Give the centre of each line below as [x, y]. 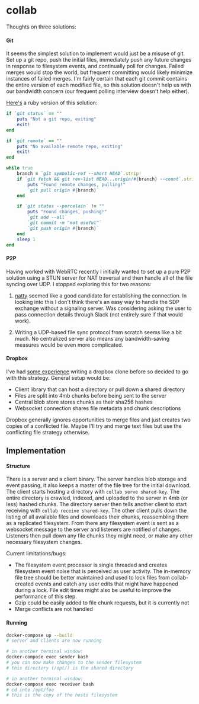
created [24, 584]
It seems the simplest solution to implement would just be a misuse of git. [96, 53]
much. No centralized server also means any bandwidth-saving [92, 338]
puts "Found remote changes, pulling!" [77, 184]
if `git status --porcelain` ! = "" [61, 206]
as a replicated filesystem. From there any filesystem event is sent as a [92, 523]
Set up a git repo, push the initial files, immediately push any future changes [99, 60]
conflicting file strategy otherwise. [48, 432]
